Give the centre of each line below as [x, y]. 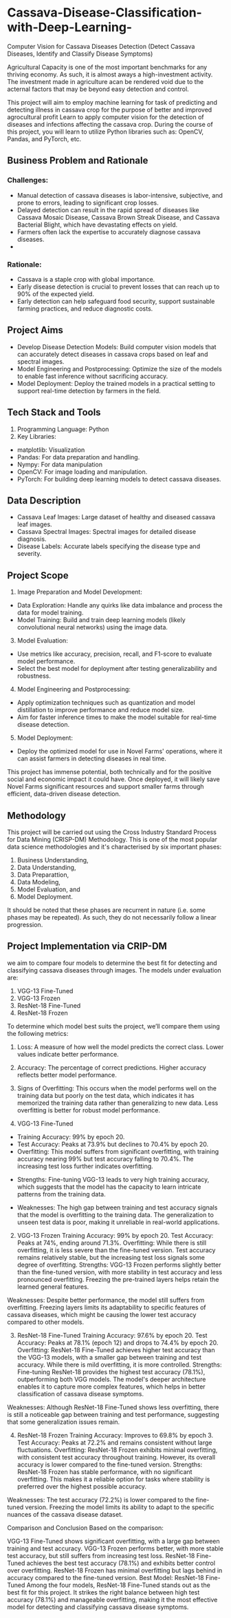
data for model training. [50, 613]
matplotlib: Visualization [51, 450]
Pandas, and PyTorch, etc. [44, 138]
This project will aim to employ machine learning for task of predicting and [112, 102]
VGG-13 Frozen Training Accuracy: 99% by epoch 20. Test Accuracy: [115, 1235]
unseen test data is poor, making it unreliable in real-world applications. [118, 1222]
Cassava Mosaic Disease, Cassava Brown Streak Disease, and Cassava [118, 217]
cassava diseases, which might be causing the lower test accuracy [102, 1314]
